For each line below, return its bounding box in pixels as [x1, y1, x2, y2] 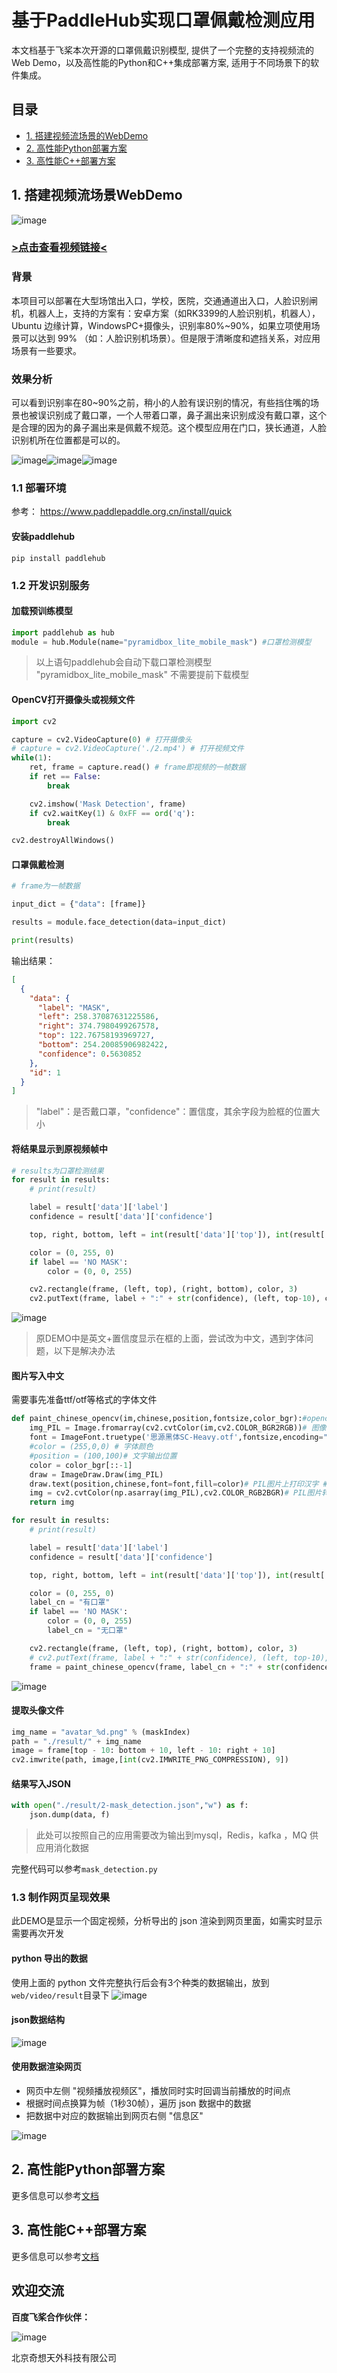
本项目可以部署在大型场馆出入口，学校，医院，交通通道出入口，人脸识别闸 [11, 294, 318, 306]
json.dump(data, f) [29, 1810, 111, 1820]
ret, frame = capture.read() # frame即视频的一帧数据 [29, 762, 246, 773]
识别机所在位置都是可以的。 [11, 434, 126, 446]
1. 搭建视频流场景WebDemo [11, 187, 183, 204]
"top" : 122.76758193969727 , [37, 1031, 156, 1041]
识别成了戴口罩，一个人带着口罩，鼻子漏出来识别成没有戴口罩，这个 [45, 409, 327, 421]
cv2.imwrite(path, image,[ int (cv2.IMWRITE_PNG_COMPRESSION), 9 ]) [11, 1755, 289, 1765]
